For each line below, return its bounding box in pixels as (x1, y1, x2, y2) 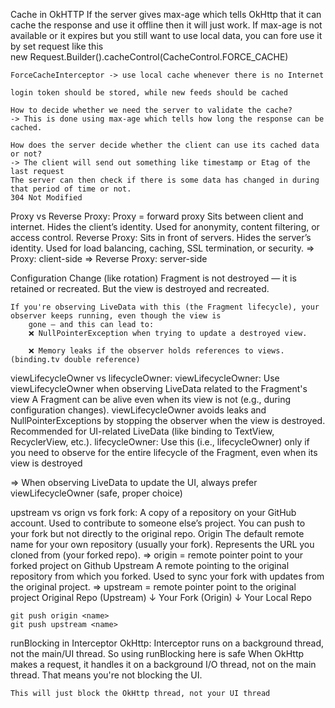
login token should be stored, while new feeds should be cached (10, 88, 288, 98)
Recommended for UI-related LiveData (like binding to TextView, (10, 425, 275, 437)
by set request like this (10, 40, 104, 52)
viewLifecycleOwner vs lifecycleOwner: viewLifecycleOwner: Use (10, 372, 280, 384)
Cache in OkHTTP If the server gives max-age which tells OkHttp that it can (10, 9, 322, 20)
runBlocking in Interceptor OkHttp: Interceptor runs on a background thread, (10, 637, 325, 649)
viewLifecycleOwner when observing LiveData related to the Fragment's (10, 383, 308, 394)
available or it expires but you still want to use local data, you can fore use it (10, 30, 323, 41)
